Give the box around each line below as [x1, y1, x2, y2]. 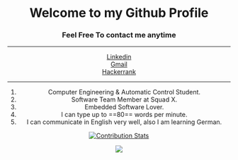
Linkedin [106, 53, 132, 61]
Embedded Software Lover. [84, 103, 164, 111]
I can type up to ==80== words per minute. [61, 111, 188, 119]
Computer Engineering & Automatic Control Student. [47, 88, 200, 97]
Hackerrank [101, 68, 137, 76]
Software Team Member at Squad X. [71, 95, 178, 104]
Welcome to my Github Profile [29, 5, 209, 21]
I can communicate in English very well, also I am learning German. [26, 118, 222, 126]
